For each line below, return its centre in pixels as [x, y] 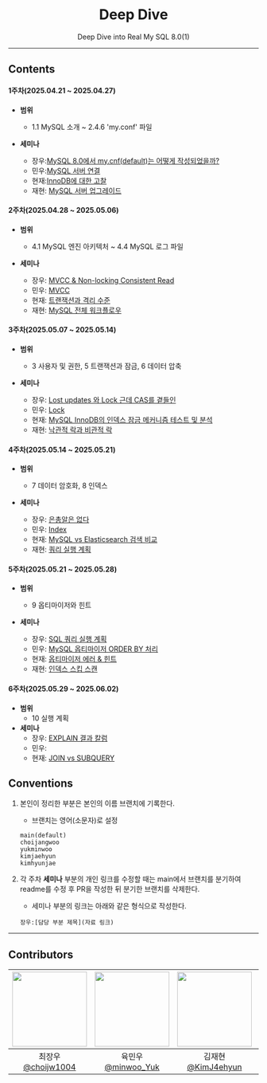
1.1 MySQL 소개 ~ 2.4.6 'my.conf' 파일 [92, 127]
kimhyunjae [38, 863]
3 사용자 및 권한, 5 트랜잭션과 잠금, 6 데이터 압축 [106, 366]
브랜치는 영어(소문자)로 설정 [75, 820]
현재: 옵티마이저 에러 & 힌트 [74, 659]
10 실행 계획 [50, 718]
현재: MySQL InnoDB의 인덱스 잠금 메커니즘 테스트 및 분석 [122, 419]
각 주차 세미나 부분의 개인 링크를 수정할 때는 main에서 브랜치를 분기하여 [130, 879]
